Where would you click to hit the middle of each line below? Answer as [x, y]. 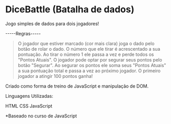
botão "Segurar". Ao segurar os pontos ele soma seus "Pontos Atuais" [92, 65]
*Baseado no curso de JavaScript [41, 116]
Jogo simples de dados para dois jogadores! [52, 24]
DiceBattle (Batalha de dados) [70, 9]
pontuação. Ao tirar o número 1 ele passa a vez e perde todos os [86, 54]
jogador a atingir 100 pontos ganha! [55, 76]
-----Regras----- [23, 33]
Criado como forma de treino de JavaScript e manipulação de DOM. [77, 86]
